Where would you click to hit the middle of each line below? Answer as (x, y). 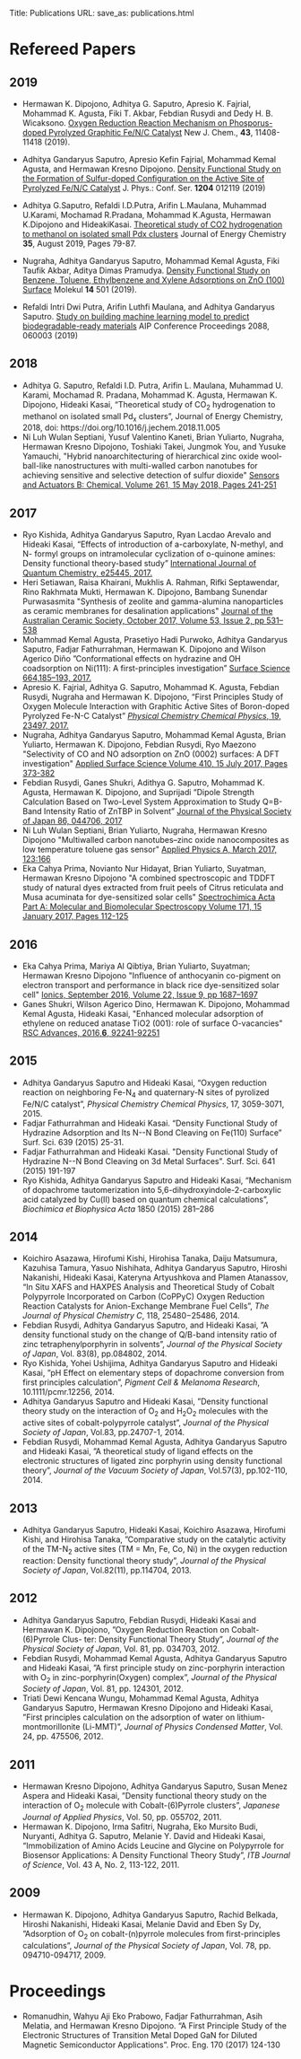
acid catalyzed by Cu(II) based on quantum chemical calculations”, (145, 1199)
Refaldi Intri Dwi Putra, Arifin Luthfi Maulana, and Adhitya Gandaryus (148, 307)
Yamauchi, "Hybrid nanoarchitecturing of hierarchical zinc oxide (141, 456)
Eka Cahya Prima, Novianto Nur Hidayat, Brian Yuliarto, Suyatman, (144, 869)
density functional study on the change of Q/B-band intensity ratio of (150, 1335)
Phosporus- (251, 123)
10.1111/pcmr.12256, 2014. (68, 1392)
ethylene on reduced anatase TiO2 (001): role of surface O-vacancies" (152, 1023)
